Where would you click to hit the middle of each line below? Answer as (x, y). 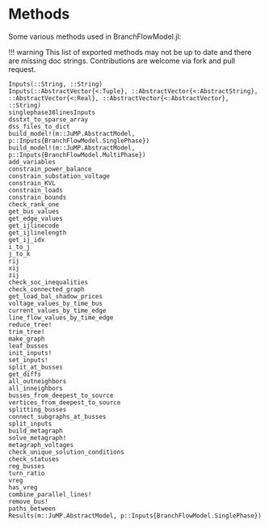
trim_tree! (27, 332)
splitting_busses (38, 409)
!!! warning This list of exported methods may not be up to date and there (130, 52)
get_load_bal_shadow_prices (56, 296)
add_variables (32, 162)
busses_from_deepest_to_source (61, 395)
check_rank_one (34, 204)
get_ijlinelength (38, 232)
